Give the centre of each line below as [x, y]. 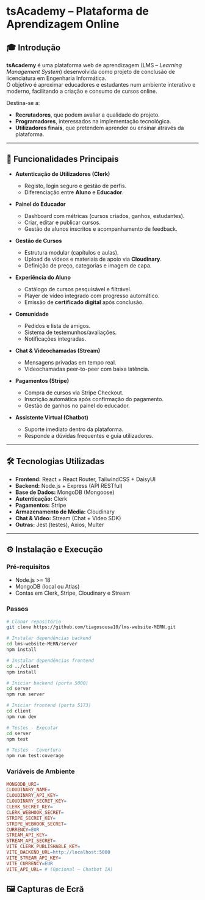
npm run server [26, 694]
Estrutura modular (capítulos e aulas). [71, 252]
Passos [17, 609]
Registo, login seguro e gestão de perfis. [75, 186]
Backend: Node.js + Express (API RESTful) [69, 485]
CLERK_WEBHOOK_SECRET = [35, 812]
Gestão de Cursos [38, 241]
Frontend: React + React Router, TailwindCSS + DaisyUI [85, 479]
